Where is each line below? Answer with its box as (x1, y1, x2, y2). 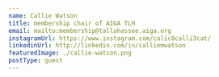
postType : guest (8, 57, 63, 65)
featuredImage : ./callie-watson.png (8, 49, 132, 57)
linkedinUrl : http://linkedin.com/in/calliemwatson (8, 42, 186, 50)
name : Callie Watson (8, 11, 78, 20)
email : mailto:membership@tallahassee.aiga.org (8, 26, 172, 34)
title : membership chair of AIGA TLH (8, 19, 136, 27)
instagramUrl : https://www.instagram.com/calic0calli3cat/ (8, 34, 212, 43)
